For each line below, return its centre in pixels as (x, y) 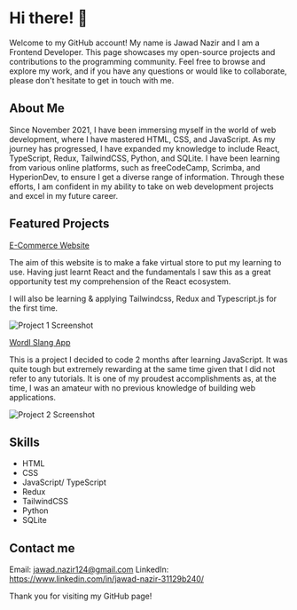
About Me (37, 109)
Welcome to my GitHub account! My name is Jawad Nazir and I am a (134, 43)
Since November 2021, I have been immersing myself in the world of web (143, 130)
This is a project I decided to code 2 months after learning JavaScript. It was (148, 360)
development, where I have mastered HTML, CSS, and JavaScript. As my (142, 139)
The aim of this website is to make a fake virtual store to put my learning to (145, 262)
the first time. (34, 308)
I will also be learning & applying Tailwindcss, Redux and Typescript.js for (143, 298)
